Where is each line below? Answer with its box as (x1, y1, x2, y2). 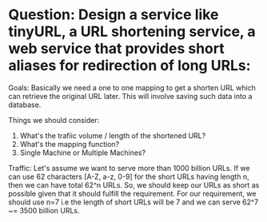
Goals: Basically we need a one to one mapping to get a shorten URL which (8, 82, 256, 93)
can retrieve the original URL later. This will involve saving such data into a (8, 91, 253, 101)
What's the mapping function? (19, 139, 120, 149)
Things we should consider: (8, 115, 100, 125)
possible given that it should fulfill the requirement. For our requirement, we (8, 188, 257, 198)
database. (8, 100, 42, 109)
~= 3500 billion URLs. (8, 205, 80, 215)
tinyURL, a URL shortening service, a (8, 22, 256, 41)
